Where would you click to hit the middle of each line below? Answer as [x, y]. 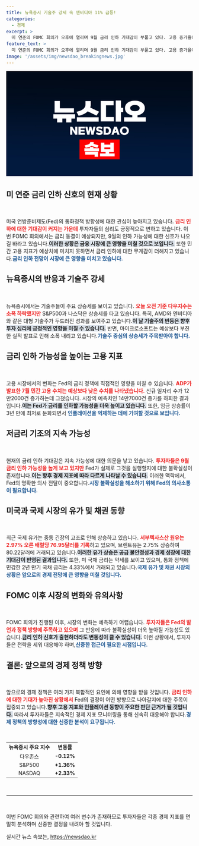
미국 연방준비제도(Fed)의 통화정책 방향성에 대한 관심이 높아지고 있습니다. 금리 [96, 221]
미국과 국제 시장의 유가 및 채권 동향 [65, 510]
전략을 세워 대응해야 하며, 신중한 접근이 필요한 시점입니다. [82, 644]
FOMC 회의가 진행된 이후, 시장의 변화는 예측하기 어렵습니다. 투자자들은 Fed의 [96, 622]
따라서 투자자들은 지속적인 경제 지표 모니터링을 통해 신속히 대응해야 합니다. [100, 714]
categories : [21, 19]
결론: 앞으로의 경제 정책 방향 [54, 665]
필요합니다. [25, 490]
